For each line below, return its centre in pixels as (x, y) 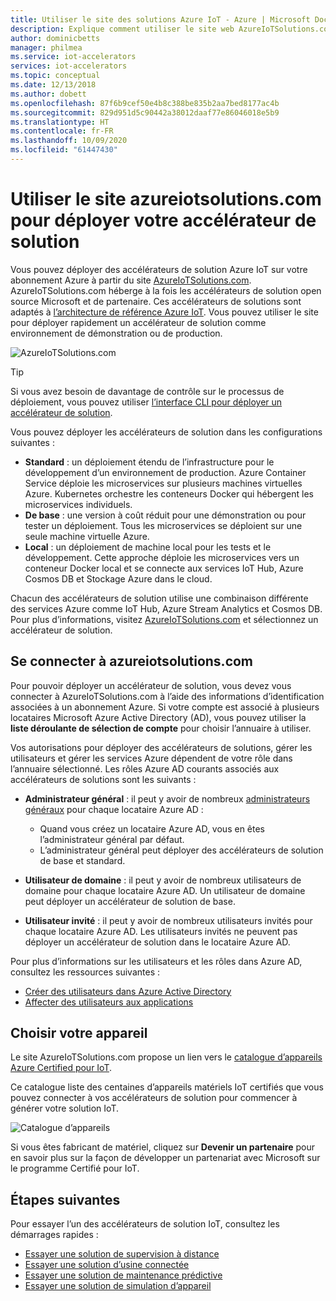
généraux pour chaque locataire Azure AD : (114, 809)
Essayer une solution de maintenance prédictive (123, 1275)
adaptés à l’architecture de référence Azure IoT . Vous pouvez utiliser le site (164, 312)
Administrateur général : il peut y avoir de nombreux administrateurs (167, 798)
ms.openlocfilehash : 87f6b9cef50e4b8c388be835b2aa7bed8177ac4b (145, 103)
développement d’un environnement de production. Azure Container (165, 472)
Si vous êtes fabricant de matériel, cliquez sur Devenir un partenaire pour (162, 1147)
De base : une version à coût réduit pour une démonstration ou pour (165, 515)
